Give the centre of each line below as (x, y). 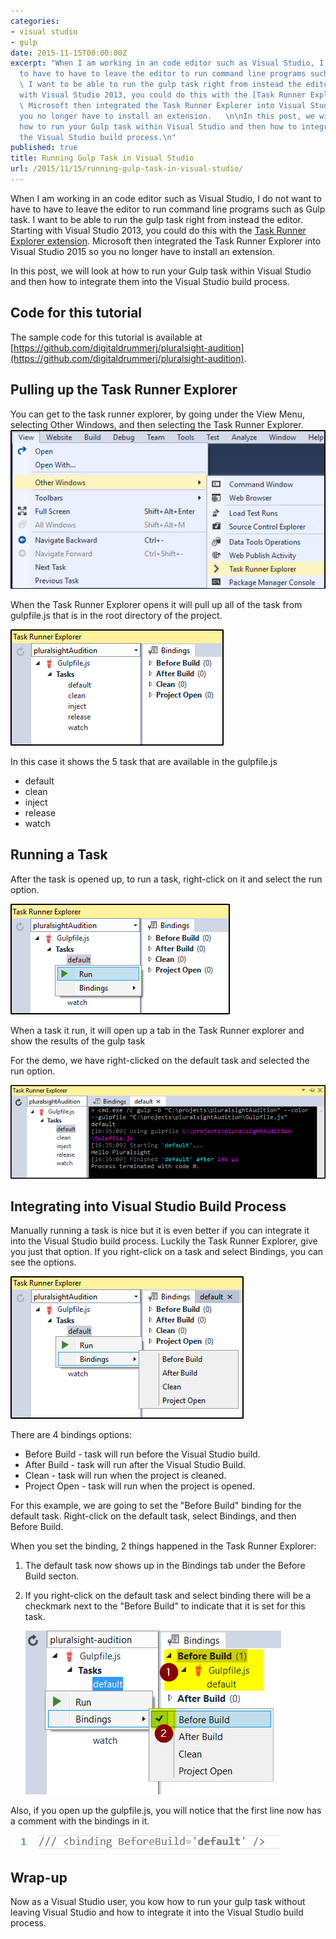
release (40, 812)
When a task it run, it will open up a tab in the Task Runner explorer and (157, 1030)
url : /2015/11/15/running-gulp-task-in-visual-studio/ (127, 169)
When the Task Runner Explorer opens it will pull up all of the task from (156, 604)
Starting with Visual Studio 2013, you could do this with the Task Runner (158, 230)
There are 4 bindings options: (71, 1435)
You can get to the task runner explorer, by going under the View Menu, (158, 414)
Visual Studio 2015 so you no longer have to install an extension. (142, 251)
